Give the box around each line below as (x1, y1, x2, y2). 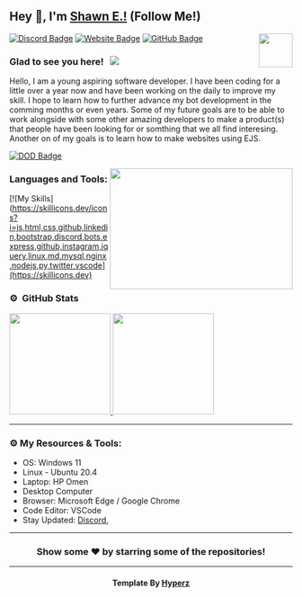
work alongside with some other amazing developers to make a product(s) (9, 114, 285, 125)
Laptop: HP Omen (22, 477, 89, 486)
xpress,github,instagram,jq (9, 241, 109, 252)
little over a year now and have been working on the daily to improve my (9, 85, 276, 96)
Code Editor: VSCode (22, 505, 102, 515)
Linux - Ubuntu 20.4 (22, 467, 98, 477)
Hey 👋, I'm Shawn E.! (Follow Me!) (9, 9, 201, 24)
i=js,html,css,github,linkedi (9, 222, 109, 233)
